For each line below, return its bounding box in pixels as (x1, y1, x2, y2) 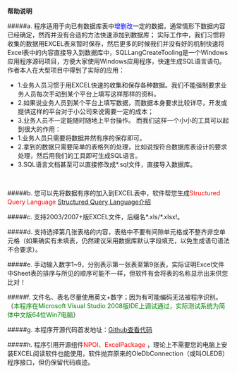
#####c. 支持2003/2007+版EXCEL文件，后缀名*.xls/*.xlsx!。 (7, 213, 184, 221)
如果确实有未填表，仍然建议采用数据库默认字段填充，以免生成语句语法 (25, 236, 230, 245)
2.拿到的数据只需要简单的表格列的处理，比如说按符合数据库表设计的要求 (17, 142, 228, 151)
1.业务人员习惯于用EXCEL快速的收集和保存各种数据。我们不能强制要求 (17, 81, 221, 89)
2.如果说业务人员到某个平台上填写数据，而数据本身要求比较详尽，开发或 (17, 99, 228, 106)
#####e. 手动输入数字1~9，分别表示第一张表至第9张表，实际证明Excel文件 (7, 260, 225, 269)
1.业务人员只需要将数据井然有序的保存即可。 (17, 134, 146, 142)
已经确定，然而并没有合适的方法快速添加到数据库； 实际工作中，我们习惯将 (7, 31, 226, 39)
